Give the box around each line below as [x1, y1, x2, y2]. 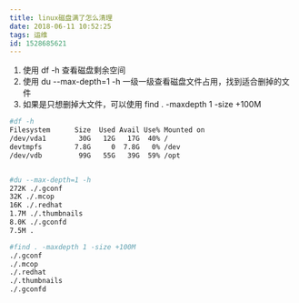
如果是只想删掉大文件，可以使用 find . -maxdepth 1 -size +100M [22, 99, 262, 110]
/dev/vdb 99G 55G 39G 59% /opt [9, 151, 181, 160]
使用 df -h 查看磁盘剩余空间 [22, 65, 126, 76]
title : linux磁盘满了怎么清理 [9, 13, 114, 23]
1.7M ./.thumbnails [9, 209, 84, 218]
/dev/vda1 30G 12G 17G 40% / [9, 134, 169, 143]
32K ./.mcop [9, 192, 55, 201]
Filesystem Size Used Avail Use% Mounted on [9, 126, 205, 135]
